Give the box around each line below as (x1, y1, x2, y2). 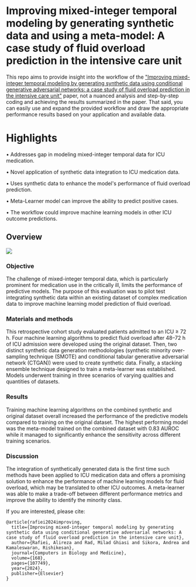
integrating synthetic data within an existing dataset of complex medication (6, 293, 187, 301)
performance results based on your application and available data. (6, 110, 166, 118)
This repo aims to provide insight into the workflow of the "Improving (6, 73, 172, 80)
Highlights (6, 131, 57, 145)
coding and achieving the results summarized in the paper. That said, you (6, 98, 183, 105)
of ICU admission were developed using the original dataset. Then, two (6, 340, 177, 348)
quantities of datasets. (6, 378, 60, 385)
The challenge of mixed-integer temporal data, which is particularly (6, 275, 169, 282)
